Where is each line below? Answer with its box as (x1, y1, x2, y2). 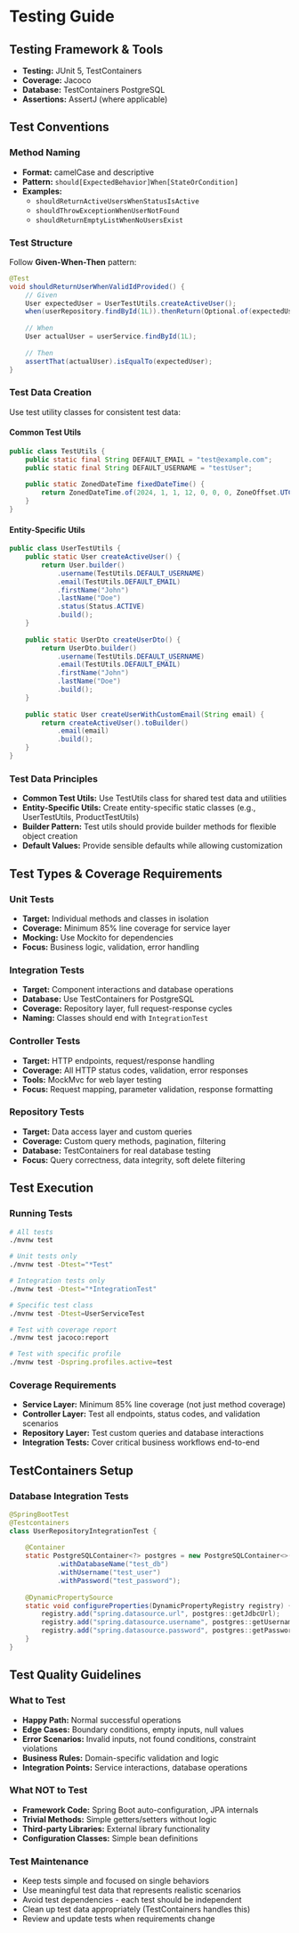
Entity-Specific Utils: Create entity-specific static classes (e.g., (21, 802, 256, 813)
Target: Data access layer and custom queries (21, 1126, 193, 1137)
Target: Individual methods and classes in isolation (21, 913, 209, 924)
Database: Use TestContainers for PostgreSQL (21, 993, 194, 1005)
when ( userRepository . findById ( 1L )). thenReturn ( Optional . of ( (25, 307, 253, 316)
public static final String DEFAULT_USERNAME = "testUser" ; (25, 463, 253, 472)
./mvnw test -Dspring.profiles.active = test (9, 1358, 174, 1367)
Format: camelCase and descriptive (21, 167, 154, 178)
